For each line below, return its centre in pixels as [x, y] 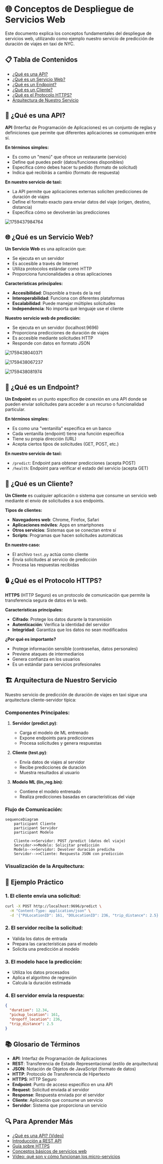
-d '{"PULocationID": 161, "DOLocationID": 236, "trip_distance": [79, 915]
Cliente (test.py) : [30, 752]
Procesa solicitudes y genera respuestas [60, 743]
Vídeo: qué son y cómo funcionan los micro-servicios [66, 1157]
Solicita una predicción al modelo [46, 949]
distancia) [22, 207]
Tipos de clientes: [24, 510]
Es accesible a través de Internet [45, 264]
